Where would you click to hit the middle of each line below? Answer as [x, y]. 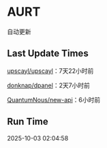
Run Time [28, 122]
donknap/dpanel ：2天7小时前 [49, 85]
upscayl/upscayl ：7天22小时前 [50, 71]
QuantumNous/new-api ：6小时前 [54, 100]
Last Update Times [48, 54]
